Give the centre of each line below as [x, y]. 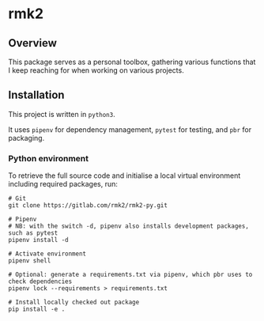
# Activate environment [47, 254]
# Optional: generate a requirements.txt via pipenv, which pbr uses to [130, 275]
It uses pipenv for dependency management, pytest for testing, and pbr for [130, 129]
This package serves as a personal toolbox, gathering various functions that [132, 62]
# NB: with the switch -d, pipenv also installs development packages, [128, 226]
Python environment [49, 158]
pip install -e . [37, 309]
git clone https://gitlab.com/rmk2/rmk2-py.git [88, 206]
